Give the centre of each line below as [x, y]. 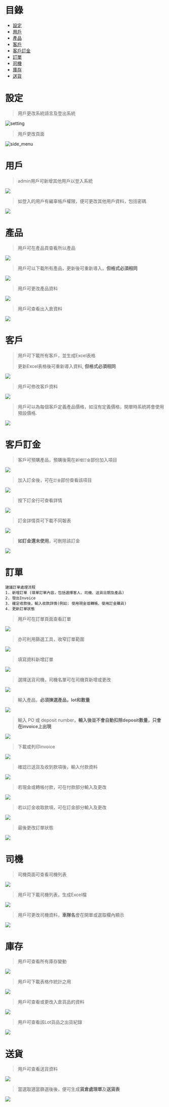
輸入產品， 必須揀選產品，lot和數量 [54, 700]
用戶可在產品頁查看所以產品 [47, 248]
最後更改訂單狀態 [35, 827]
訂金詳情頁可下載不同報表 [44, 520]
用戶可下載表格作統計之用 [44, 982]
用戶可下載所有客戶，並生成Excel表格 [57, 355]
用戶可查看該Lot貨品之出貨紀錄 [50, 1022]
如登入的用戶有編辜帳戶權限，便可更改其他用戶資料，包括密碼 [82, 201]
